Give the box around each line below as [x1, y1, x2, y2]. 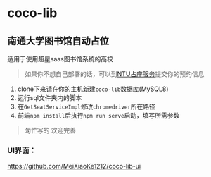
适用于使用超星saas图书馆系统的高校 [7, 55, 114, 63]
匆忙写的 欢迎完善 [24, 126, 76, 135]
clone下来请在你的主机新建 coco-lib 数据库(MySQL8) [17, 85, 169, 93]
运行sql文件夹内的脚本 [17, 94, 82, 102]
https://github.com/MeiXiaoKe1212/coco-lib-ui [7, 162, 141, 171]
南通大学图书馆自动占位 [7, 35, 109, 47]
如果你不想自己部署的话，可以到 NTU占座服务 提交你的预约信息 [24, 70, 205, 78]
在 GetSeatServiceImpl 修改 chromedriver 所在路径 [17, 102, 156, 111]
